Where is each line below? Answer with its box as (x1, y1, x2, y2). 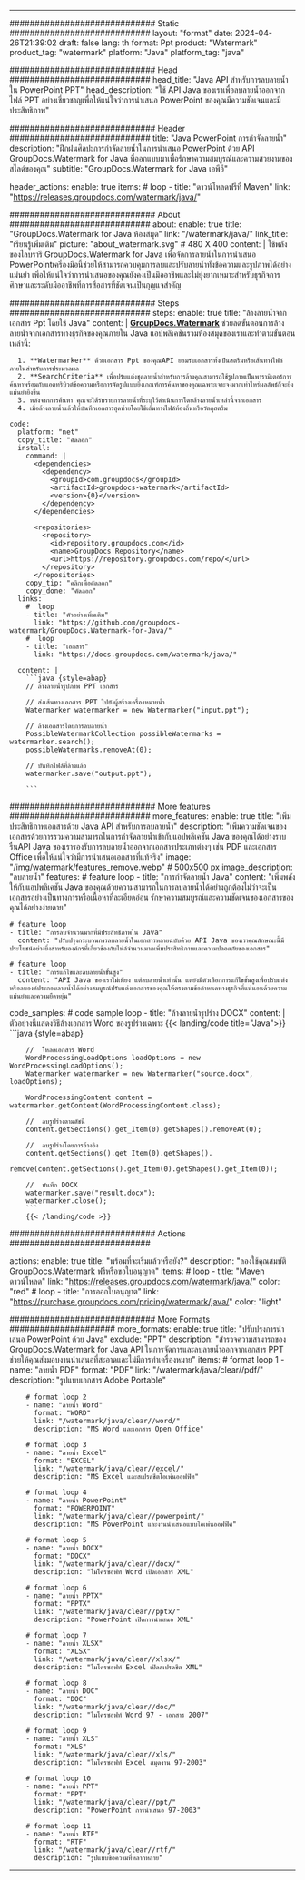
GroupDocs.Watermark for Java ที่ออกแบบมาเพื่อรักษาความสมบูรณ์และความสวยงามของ (9, 153, 293, 163)
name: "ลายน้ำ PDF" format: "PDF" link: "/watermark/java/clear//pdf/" (9, 1364, 264, 1375)
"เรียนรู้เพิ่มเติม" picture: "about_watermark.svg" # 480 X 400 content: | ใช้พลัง (9, 239, 288, 250)
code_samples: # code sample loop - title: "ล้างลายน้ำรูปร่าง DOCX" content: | (9, 1008, 286, 1018)
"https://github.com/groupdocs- (57, 618, 181, 627)
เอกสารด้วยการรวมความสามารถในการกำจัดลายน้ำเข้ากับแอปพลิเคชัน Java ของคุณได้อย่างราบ (9, 832, 287, 842)
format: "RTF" (33, 1837, 88, 1846)
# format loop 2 (25, 1393, 88, 1402)
